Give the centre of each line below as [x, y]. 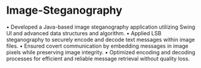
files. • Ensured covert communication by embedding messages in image [97, 46]
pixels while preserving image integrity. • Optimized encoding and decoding [101, 52]
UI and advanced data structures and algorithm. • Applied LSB [84, 33]
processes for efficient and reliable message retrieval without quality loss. [98, 58]
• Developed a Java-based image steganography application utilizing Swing [101, 27]
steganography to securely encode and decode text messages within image [101, 39]
